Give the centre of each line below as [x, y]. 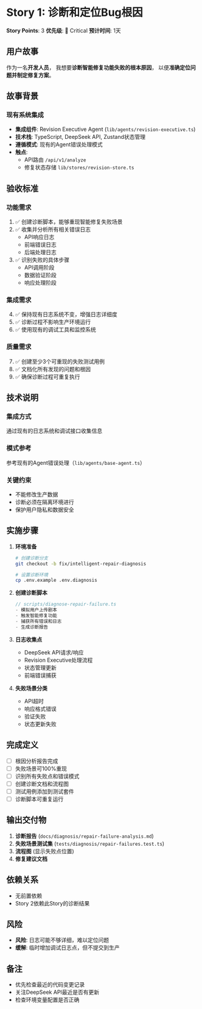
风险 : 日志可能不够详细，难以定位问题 [62, 940]
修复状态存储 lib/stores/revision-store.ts [79, 168]
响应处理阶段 [40, 283]
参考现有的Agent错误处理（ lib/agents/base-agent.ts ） [76, 462]
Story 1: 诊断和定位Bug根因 [75, 12]
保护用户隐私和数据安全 [44, 510]
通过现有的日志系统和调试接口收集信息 [54, 431]
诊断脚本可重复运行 [39, 799]
